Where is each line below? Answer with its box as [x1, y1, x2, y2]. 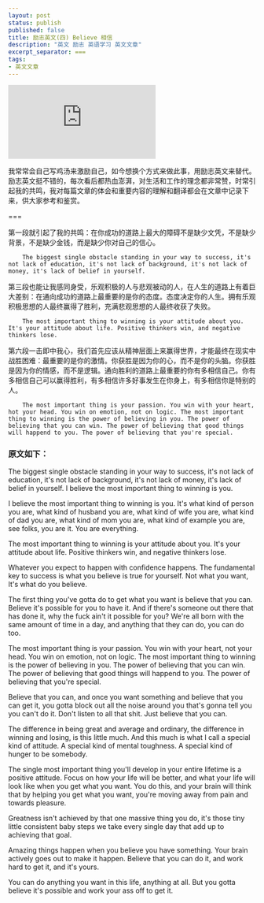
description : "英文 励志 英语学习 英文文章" [8, 41, 142, 49]
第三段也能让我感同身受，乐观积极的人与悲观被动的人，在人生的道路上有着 [8, 281, 249, 292]
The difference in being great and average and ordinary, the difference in [8, 724, 244, 734]
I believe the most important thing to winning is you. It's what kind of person [8, 499, 254, 508]
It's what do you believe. [8, 580, 88, 589]
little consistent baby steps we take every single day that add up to [8, 822, 225, 831]
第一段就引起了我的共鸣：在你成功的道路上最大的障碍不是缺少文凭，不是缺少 [8, 228, 256, 237]
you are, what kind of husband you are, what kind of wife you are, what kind [8, 507, 254, 517]
